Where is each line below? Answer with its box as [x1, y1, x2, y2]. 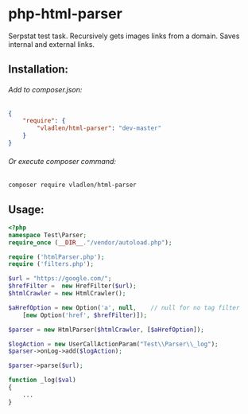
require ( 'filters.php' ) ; [8, 260, 94, 268]
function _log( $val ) [8, 376, 77, 385]
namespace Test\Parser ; [8, 231, 87, 239]
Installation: [8, 63, 69, 76]
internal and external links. [8, 39, 95, 49]
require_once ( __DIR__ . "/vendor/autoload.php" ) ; [8, 238, 172, 247]
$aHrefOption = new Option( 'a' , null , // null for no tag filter [8, 303, 240, 311]
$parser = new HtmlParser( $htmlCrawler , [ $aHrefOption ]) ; [8, 326, 204, 334]
